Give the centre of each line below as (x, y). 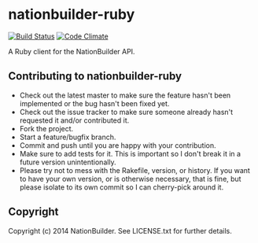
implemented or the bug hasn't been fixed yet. (94, 103)
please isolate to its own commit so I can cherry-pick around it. (122, 187)
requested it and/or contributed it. (74, 120)
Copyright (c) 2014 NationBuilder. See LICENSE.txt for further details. (120, 230)
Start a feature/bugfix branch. (68, 137)
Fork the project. (46, 128)
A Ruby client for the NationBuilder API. (72, 51)
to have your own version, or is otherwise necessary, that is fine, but (130, 179)
